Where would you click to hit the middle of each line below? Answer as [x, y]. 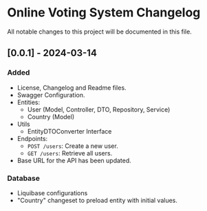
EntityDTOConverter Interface [69, 131]
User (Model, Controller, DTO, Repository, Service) [99, 109]
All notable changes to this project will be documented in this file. [100, 32]
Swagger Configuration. [51, 95]
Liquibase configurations [52, 193]
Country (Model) [51, 116]
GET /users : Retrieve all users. [70, 153]
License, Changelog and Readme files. [72, 88]
